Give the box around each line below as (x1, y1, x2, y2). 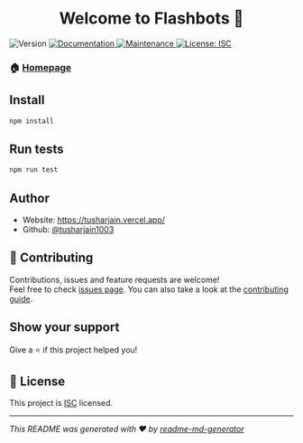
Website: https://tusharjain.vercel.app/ (22, 214, 165, 225)
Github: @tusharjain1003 (22, 224, 115, 235)
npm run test (9, 165, 59, 174)
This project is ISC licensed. (9, 398, 114, 409)
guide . (9, 293, 33, 304)
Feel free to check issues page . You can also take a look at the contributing (9, 284, 289, 295)
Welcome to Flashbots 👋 (59, 8, 244, 29)
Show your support (9, 320, 120, 335)
